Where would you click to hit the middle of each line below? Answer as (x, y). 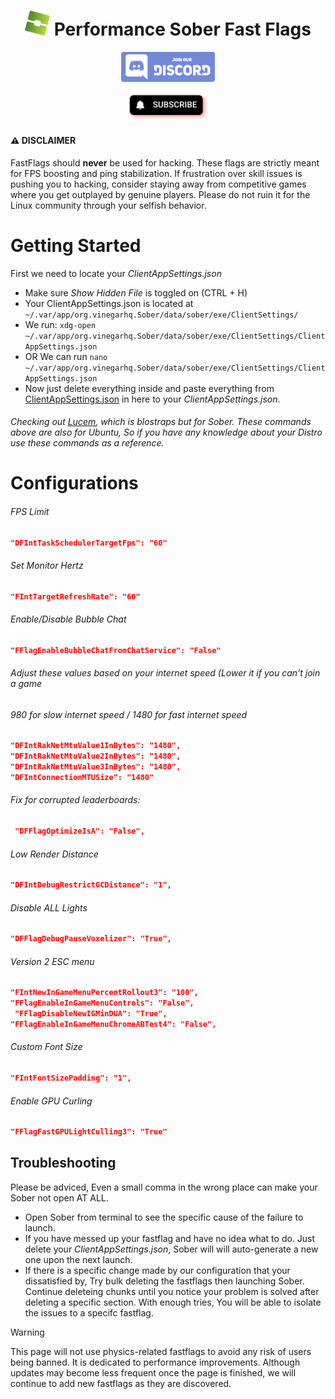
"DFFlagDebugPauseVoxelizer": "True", (91, 939)
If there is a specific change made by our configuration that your (157, 1270)
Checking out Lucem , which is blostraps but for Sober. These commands (161, 422)
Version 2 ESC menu (52, 961)
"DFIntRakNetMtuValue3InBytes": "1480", (96, 767)
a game (26, 684)
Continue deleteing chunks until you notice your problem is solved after (172, 1291)
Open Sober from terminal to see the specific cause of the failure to (164, 1217)
